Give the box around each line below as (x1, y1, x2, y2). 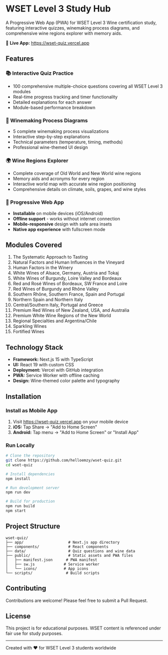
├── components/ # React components (5, 544, 109, 549)
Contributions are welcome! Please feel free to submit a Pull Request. (5, 597, 148, 603)
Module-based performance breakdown (12, 104, 96, 110)
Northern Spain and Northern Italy (12, 297, 83, 303)
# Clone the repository (5, 453, 55, 459)
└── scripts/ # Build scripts (5, 570, 100, 575)
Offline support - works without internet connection (12, 215, 120, 222)
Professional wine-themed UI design (12, 144, 88, 150)
